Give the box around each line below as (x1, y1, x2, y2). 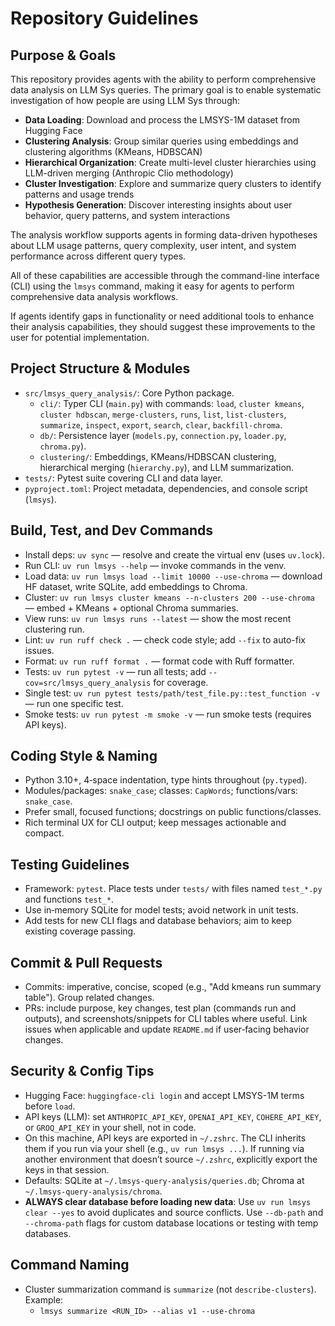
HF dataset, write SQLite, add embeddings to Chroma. (24, 580, 248, 592)
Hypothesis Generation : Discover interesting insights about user (24, 199, 293, 211)
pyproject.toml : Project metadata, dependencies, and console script (24, 482, 308, 494)
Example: (24, 1293, 64, 1306)
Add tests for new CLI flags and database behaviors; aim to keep (24, 915, 292, 927)
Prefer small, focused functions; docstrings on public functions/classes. (24, 806, 322, 818)
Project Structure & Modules (10, 360, 191, 377)
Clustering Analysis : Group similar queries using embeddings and (24, 135, 299, 147)
